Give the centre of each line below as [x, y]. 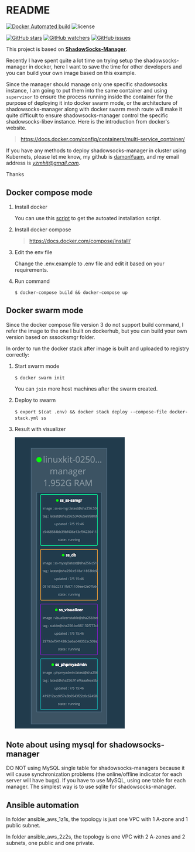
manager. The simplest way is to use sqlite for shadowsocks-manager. [91, 787]
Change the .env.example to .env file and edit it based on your [90, 264]
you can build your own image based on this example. [71, 73]
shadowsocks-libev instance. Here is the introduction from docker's [88, 121]
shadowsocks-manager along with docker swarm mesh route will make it [94, 109]
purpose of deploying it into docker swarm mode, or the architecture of [92, 102]
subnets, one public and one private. [50, 843]
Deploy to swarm [35, 400]
